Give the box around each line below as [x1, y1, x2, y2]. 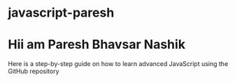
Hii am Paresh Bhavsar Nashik [8, 37, 186, 53]
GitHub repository [8, 67, 59, 76]
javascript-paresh [8, 5, 115, 21]
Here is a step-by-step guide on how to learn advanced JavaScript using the [8, 60, 229, 68]
